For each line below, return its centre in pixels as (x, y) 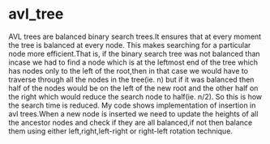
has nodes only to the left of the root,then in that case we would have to (129, 70)
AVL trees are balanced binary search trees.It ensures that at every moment (135, 36)
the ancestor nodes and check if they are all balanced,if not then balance (131, 122)
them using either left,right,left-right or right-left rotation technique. (121, 131)
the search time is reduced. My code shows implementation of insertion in (132, 105)
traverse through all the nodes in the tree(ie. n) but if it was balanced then (131, 79)
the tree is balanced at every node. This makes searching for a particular (130, 44)
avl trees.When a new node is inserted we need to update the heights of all (133, 113)
